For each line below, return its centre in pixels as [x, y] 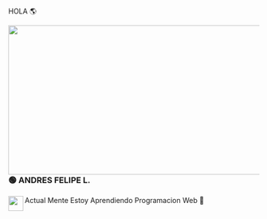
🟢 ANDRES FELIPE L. [49, 180]
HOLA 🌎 [23, 11]
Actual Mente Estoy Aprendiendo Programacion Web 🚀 [115, 201]
